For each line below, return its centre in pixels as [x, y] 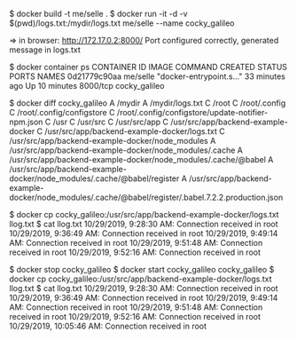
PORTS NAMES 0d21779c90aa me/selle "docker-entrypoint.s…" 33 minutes [147, 76]
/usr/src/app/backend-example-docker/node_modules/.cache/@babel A [141, 159]
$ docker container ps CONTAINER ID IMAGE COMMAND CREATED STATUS [148, 67]
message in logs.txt [45, 50]
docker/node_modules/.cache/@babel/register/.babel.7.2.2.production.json [146, 197]
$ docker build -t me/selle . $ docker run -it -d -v [98, 14]
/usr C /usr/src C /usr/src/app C [111, 122]
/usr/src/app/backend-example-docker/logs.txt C [134, 131]
